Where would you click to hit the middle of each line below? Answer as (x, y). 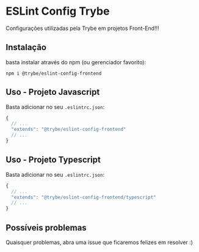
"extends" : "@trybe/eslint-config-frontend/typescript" (84, 197)
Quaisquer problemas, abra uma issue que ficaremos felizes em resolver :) (99, 242)
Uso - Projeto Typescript (53, 160)
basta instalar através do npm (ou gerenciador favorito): (76, 62)
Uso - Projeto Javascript (53, 92)
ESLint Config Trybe (58, 11)
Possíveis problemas (46, 228)
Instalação (26, 47)
